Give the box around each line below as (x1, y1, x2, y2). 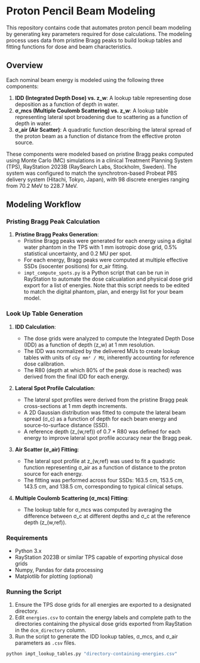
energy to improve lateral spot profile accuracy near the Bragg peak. (23, 434, 192, 441)
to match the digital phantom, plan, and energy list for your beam (23, 288, 184, 296)
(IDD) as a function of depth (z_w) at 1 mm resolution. (23, 341, 155, 348)
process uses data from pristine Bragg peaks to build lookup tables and (6, 37, 182, 44)
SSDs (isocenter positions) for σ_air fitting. (23, 263, 128, 270)
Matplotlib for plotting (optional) (14, 573, 94, 580)
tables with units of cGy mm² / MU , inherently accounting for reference (23, 354, 195, 361)
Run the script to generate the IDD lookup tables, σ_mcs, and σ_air (14, 633, 178, 640)
